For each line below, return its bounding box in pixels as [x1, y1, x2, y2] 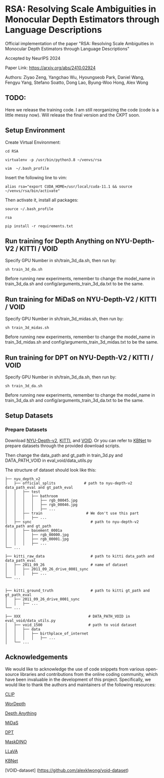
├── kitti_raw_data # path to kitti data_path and [5, 554, 154, 559]
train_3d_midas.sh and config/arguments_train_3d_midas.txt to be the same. [5, 339, 159, 345]
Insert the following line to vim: [5, 174, 67, 180]
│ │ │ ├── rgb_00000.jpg [5, 532, 69, 537]
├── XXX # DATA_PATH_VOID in [5, 614, 131, 619]
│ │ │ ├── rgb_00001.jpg [5, 537, 69, 541]
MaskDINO [5, 739, 27, 745]
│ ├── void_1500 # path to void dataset [5, 622, 137, 627]
